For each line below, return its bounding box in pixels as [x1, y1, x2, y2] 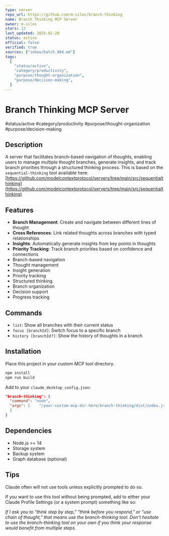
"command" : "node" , [10, 399, 51, 404]
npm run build [5, 375, 35, 380]
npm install [5, 370, 30, 375]
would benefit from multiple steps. [5, 524, 76, 531]
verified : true [5, 45, 37, 50]
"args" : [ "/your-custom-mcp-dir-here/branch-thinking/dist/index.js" [10, 403, 167, 408]
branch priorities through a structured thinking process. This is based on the [5, 165, 163, 171]
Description [5, 140, 43, 149]
